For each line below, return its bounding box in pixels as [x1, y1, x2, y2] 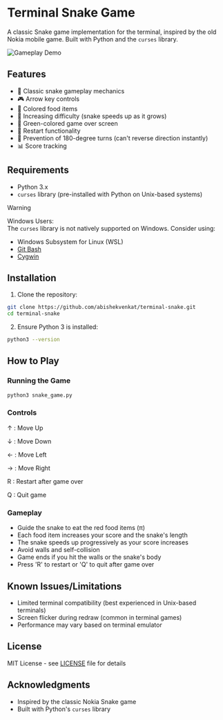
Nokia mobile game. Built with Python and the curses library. [7, 35, 178, 43]
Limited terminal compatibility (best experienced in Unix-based [17, 598, 197, 607]
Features [7, 68, 46, 80]
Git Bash [17, 245, 41, 253]
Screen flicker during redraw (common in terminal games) [17, 613, 182, 621]
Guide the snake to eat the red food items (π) [17, 524, 145, 532]
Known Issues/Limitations [7, 580, 122, 592]
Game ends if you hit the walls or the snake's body [17, 553, 162, 561]
